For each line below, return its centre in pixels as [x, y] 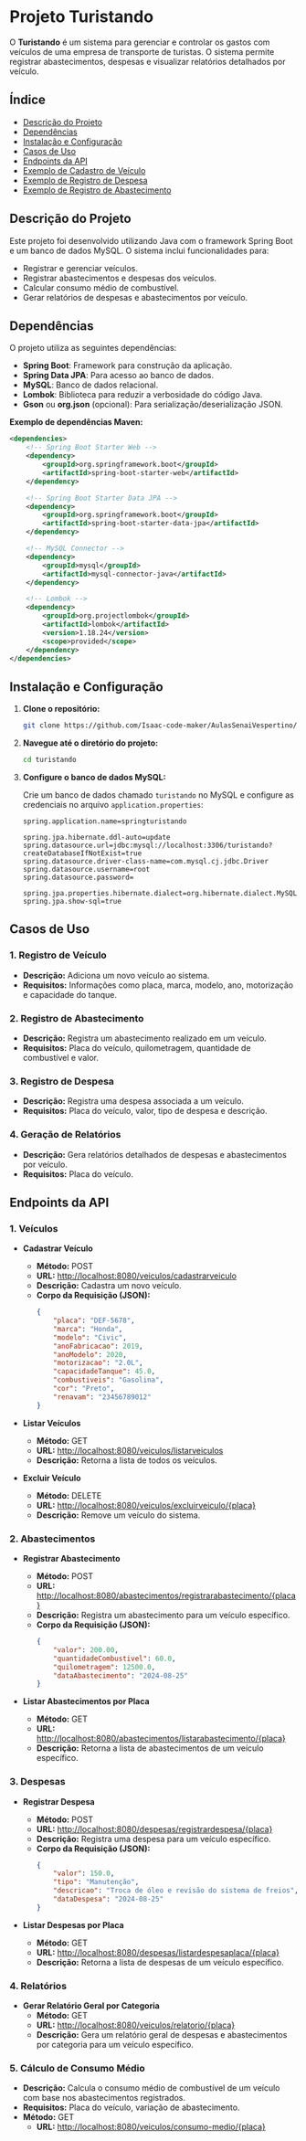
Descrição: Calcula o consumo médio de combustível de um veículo [151, 2088]
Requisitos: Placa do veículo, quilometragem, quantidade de [137, 1047]
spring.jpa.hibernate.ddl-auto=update [96, 837]
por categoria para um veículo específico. [115, 2045]
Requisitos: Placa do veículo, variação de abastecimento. [131, 2107]
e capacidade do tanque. [69, 994]
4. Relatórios [38, 1986]
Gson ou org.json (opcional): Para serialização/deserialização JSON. [153, 405]
